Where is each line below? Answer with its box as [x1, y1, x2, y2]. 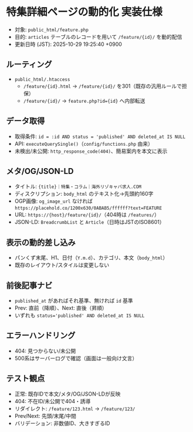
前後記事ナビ [6, 280, 53, 290]
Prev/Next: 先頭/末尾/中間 [14, 412, 76, 419]
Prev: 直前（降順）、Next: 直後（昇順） [14, 304, 107, 312]
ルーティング [6, 59, 52, 69]
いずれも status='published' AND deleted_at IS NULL [14, 312, 145, 319]
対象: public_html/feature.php [14, 26, 89, 33]
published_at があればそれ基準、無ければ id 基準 [14, 297, 133, 304]
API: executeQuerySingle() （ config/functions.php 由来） [14, 140, 154, 147]
